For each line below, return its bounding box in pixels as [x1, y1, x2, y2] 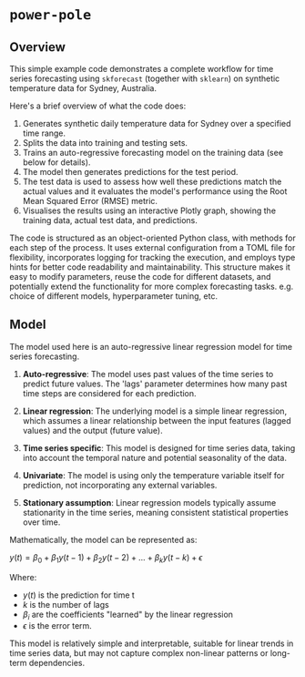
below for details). [22, 157, 91, 168]
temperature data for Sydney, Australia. [9, 83, 158, 93]
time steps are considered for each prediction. [22, 387, 198, 398]
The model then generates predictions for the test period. [22, 167, 239, 177]
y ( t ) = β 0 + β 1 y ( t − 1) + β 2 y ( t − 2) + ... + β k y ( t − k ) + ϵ [9, 551, 203, 565]
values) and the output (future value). [22, 425, 163, 436]
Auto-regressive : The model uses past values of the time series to [22, 368, 274, 379]
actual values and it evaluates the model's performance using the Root [22, 186, 288, 197]
